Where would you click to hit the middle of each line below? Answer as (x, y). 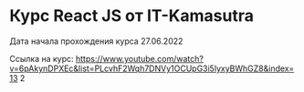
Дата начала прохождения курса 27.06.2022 (96, 41)
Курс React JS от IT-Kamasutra (131, 16)
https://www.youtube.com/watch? (140, 58)
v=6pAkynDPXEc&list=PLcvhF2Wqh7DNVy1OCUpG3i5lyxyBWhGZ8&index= (152, 68)
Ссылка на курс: (42, 58)
